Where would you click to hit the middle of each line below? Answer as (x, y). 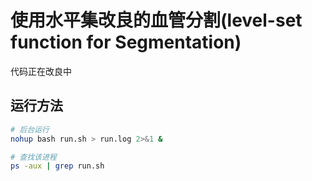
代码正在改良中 (41, 71)
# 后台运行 (30, 129)
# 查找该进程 (33, 157)
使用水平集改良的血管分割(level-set (156, 20)
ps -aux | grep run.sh (57, 166)
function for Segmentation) (126, 42)
